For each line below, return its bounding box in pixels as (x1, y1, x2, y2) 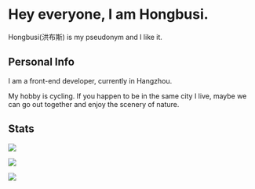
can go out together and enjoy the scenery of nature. (8, 99, 180, 109)
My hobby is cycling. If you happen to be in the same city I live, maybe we (8, 91, 247, 101)
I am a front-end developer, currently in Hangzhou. (8, 76, 173, 85)
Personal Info (8, 55, 75, 69)
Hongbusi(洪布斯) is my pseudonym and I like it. (8, 32, 163, 41)
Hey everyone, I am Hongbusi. (8, 5, 209, 23)
